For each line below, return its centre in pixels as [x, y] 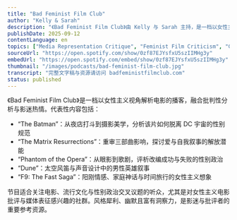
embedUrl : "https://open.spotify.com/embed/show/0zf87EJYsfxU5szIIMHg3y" [118, 60]
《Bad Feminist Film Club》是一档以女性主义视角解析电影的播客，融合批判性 [115, 100]
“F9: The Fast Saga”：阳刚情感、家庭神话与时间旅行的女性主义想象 [115, 177]
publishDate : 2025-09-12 [44, 33]
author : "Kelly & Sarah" [44, 20]
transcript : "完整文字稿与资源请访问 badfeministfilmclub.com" [96, 73]
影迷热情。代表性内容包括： [60, 109]
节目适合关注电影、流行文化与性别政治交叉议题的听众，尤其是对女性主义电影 [119, 192]
